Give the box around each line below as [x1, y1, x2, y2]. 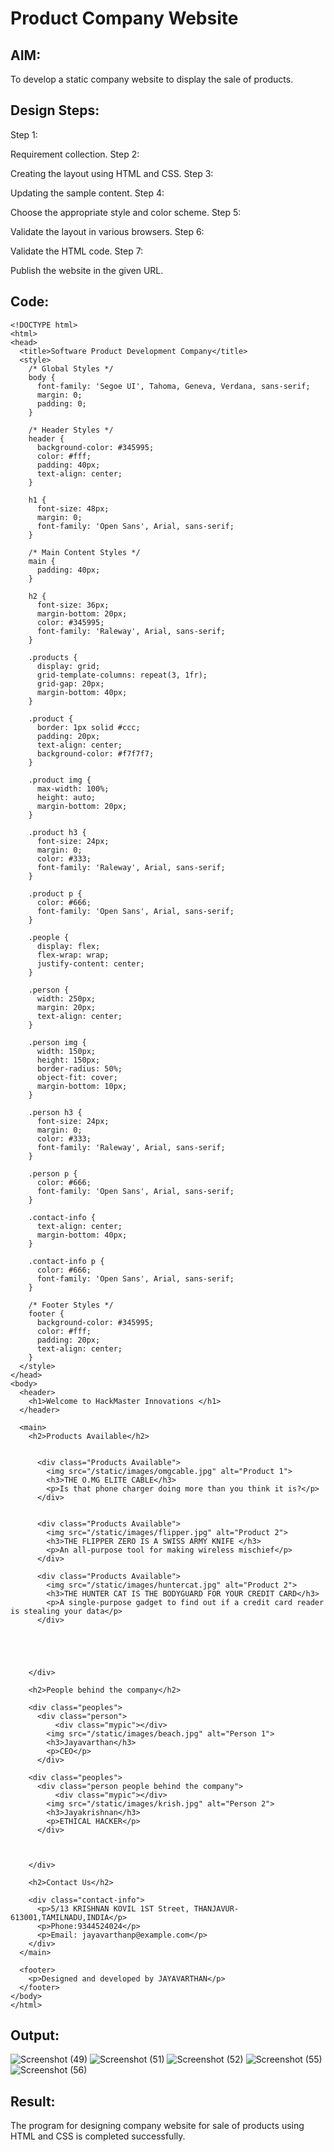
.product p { [28, 888, 83, 899]
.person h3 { [28, 1107, 83, 1117]
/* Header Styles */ [28, 425, 114, 435]
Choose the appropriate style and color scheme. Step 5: [10, 206, 242, 218]
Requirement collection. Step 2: [10, 148, 140, 160]
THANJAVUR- [193, 1903, 240, 1914]
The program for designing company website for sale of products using [10, 2120, 305, 2132]
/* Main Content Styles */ [28, 547, 141, 557]
